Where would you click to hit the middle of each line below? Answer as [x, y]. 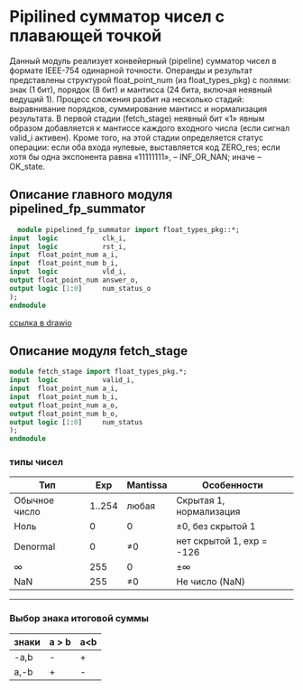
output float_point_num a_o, [64, 405]
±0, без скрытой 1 [216, 527]
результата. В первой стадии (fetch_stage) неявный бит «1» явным [137, 118]
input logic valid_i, [72, 380]
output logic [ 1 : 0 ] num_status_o [80, 288]
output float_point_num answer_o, [74, 280]
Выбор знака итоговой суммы [79, 619]
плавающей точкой [86, 36]
